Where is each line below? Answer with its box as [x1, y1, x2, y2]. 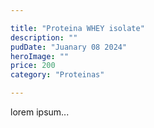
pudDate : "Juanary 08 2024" [10, 42, 128, 52]
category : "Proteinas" [10, 70, 105, 80]
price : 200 [10, 61, 56, 71]
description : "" [10, 32, 78, 43]
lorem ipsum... [10, 106, 70, 118]
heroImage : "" [10, 51, 70, 61]
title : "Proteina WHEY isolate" [10, 23, 145, 33]
